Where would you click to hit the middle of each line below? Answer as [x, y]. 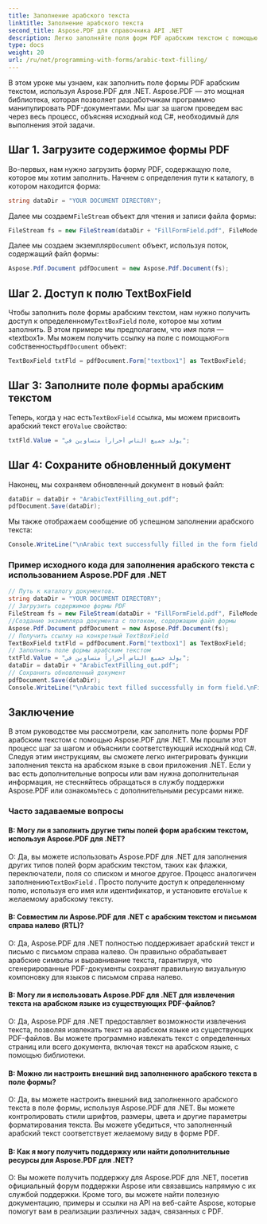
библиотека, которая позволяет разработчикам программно [112, 99]
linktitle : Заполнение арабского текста [76, 23]
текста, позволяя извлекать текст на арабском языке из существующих [131, 1030]
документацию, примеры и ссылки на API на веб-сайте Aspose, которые [132, 1203]
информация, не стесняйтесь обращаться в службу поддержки [116, 782]
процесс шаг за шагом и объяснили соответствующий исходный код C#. [132, 748]
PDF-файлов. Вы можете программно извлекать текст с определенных [130, 1039]
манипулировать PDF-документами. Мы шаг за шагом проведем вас [126, 107]
